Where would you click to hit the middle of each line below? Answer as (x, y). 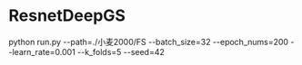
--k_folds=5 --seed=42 (121, 51)
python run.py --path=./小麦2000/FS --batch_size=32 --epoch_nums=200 (148, 42)
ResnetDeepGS (67, 16)
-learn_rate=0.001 (42, 51)
